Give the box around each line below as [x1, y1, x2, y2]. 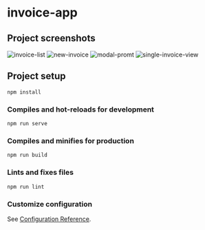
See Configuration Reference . [7, 215, 91, 223]
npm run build [7, 151, 48, 159]
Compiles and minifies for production [7, 136, 134, 146]
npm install [7, 88, 41, 96]
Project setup [7, 70, 67, 82]
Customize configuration [7, 199, 93, 209]
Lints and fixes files [7, 167, 74, 177]
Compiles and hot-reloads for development [7, 105, 155, 114]
